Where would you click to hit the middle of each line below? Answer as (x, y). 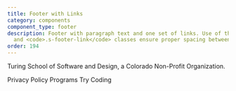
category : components (39, 20)
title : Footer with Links (45, 14)
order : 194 (23, 46)
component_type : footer (42, 27)
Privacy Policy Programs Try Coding (60, 80)
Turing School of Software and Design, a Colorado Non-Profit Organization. (117, 66)
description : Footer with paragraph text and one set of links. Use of (114, 33)
